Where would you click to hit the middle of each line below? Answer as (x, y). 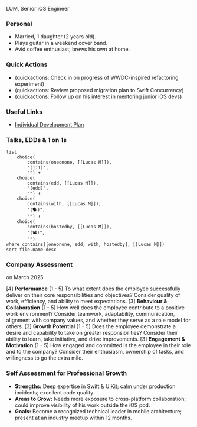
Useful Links (24, 112)
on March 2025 (25, 277)
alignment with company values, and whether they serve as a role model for (98, 320)
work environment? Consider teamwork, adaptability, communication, (91, 314)
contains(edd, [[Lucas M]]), (63, 183)
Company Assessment (39, 264)
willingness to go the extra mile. (45, 358)
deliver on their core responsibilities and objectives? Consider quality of (93, 295)
